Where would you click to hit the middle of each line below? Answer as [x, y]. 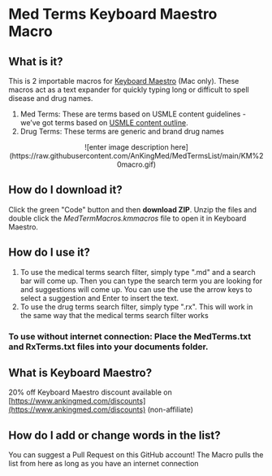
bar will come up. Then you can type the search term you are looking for [141, 281]
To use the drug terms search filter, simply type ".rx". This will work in [136, 307]
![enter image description [126, 147]
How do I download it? [66, 190]
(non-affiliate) [170, 410]
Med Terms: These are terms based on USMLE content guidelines [130, 114]
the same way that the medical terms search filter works [114, 315]
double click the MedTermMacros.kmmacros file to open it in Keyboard [127, 218]
